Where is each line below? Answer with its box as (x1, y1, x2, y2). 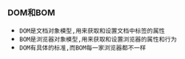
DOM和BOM (7, 6, 55, 18)
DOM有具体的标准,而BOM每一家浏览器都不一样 (18, 44, 147, 53)
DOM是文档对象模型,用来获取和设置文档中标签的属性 (18, 27, 166, 35)
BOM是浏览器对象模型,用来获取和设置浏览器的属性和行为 (18, 36, 177, 44)
